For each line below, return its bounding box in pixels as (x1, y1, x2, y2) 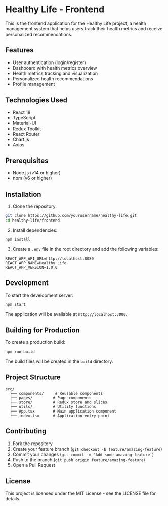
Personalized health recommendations (12, 75, 93, 82)
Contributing (5, 427, 47, 435)
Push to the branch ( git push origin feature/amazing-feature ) (12, 456, 145, 463)
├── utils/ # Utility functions (10, 404, 96, 409)
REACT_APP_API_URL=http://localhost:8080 (5, 256, 94, 261)
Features (5, 46, 34, 54)
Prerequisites (5, 156, 49, 165)
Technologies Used (5, 96, 67, 105)
